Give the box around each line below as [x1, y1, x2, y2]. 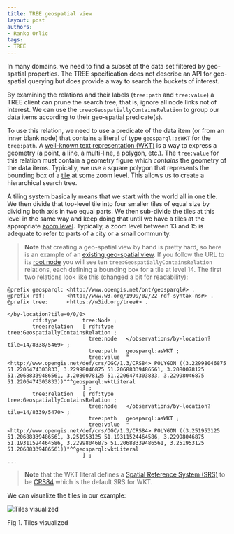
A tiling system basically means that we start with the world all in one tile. [7, 192, 218, 200]
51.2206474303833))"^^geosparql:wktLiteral [7, 378, 136, 385]
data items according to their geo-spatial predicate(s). [7, 113, 163, 121]
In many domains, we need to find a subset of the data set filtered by [7, 62, 205, 70]
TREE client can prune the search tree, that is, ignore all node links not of [7, 98, 217, 106]
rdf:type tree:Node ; [32, 317, 117, 324]
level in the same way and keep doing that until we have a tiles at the [7, 214, 205, 223]
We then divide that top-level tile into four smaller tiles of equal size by [7, 200, 210, 207]
